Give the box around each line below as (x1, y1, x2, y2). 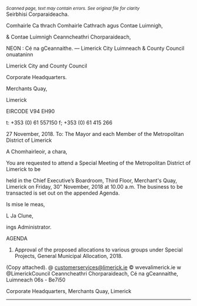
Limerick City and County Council (6, 62, 87, 69)
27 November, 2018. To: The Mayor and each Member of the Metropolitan (6, 131, 184, 137)
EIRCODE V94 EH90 (6, 108, 55, 114)
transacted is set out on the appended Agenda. (6, 189, 120, 196)
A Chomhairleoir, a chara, (6, 148, 67, 155)
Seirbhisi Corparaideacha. (6, 11, 69, 18)
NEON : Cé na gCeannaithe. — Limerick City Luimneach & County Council (6, 45, 185, 52)
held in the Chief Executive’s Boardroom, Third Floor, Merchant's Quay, (6, 177, 178, 184)
